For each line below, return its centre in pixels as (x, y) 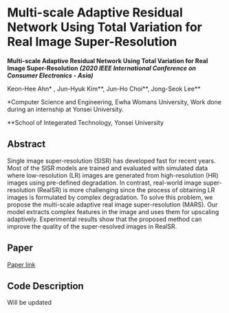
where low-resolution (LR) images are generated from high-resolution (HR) (113, 175)
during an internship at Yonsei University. (65, 109)
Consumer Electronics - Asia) (50, 75)
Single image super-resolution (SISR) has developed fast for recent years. (112, 161)
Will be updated (30, 303)
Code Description (45, 286)
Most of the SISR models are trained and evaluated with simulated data (108, 168)
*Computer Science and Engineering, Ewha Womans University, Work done (115, 102)
